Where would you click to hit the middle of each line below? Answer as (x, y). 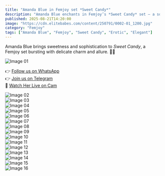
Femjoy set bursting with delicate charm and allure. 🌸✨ (60, 52)
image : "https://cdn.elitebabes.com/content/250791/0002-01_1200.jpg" (79, 23)
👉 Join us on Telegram (29, 78)
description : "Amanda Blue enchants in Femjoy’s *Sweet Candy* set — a (80, 14)
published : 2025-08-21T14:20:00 (38, 19)
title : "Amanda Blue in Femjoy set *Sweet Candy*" (58, 10)
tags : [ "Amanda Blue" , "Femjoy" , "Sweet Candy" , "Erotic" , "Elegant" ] (79, 32)
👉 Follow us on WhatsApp (32, 71)
